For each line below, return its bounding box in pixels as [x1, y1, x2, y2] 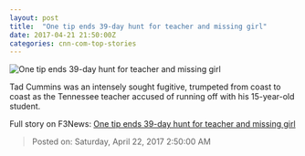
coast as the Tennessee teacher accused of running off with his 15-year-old [9, 91, 295, 102]
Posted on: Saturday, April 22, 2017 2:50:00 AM [31, 136, 212, 147]
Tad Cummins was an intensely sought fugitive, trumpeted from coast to [9, 81, 281, 92]
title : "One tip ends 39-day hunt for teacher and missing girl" [9, 22, 268, 31]
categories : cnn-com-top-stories [9, 38, 137, 48]
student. [9, 101, 41, 112]
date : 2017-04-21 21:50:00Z [9, 30, 117, 39]
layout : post [9, 13, 59, 23]
